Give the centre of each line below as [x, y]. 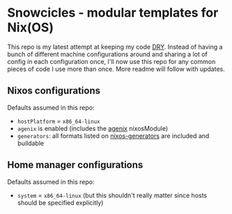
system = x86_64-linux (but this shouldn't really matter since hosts [112, 195]
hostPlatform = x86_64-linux [59, 121]
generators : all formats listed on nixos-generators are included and [113, 135]
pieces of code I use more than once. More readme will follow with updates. [116, 69]
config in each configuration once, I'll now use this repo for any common [111, 61]
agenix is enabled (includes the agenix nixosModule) [93, 128]
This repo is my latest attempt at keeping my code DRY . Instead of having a [115, 47]
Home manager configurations [75, 165]
